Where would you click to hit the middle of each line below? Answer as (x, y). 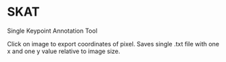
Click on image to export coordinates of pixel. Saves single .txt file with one (113, 44)
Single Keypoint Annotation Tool (52, 31)
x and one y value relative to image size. (64, 51)
